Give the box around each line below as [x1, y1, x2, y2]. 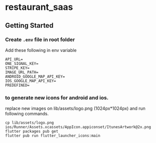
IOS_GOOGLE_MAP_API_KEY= [5, 78, 56, 83]
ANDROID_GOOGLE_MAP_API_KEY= [5, 74, 65, 79]
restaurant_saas [5, 1, 73, 13]
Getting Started [5, 21, 54, 30]
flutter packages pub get [5, 129, 58, 134]
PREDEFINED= [5, 83, 30, 88]
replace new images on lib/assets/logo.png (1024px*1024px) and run [5, 105, 146, 111]
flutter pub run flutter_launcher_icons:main [5, 133, 100, 139]
